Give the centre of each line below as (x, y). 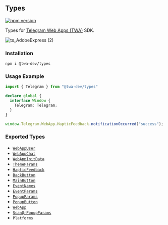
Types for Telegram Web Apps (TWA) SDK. (50, 30)
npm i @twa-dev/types (28, 64)
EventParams (25, 191)
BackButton (24, 175)
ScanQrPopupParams (32, 213)
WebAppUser (24, 148)
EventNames (24, 186)
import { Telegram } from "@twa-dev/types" (52, 87)
